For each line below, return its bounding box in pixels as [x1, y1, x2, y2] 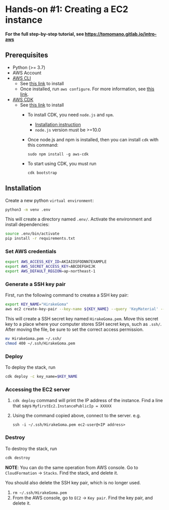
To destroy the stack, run [5, 445, 57, 451]
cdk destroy [5, 455, 30, 460]
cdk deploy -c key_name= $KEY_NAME [5, 374, 78, 379]
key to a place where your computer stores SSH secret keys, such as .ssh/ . [5, 321, 162, 327]
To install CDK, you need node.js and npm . [27, 111, 114, 118]
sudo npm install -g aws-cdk [27, 151, 89, 157]
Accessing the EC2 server [5, 386, 70, 393]
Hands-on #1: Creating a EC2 [5, 4, 128, 15]
